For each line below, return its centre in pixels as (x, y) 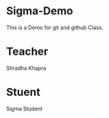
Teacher (27, 52)
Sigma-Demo (40, 11)
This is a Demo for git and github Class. (55, 27)
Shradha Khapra (26, 68)
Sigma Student (25, 108)
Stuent (23, 92)
